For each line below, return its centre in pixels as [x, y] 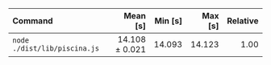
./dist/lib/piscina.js [56, 49]
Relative [243, 21]
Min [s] [169, 21]
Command [33, 21]
